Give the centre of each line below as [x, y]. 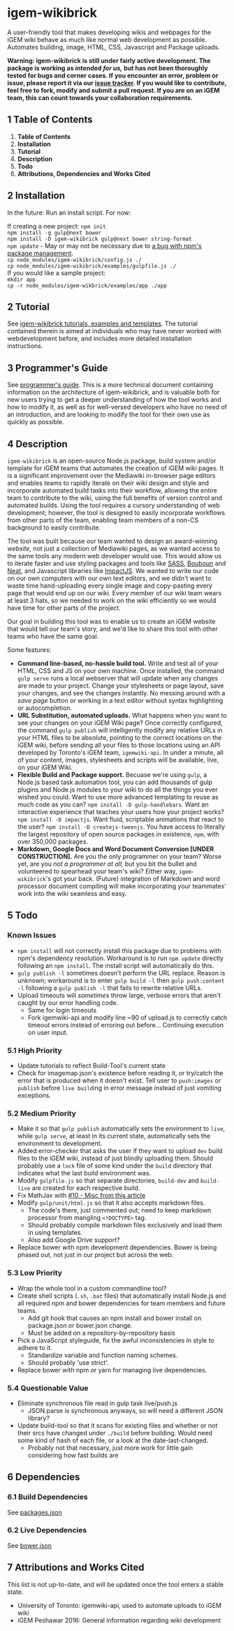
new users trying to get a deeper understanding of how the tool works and [114, 400]
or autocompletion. [44, 708]
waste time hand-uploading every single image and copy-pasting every [110, 586]
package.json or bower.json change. [80, 1325]
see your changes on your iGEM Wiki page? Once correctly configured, [120, 723]
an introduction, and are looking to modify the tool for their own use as [109, 414]
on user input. [48, 1032]
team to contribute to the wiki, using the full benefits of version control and [115, 498]
